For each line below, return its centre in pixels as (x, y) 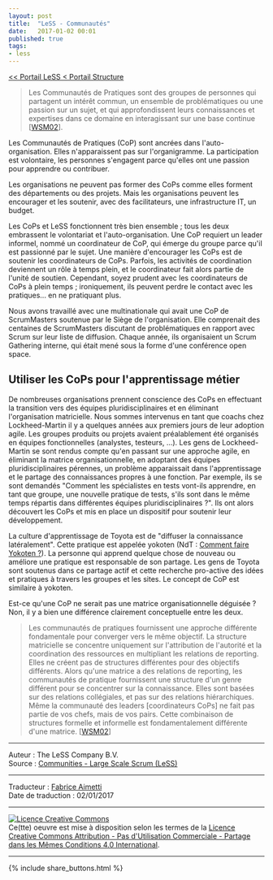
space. (20, 354)
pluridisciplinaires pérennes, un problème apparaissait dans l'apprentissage (135, 468)
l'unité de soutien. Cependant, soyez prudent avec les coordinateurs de (128, 278)
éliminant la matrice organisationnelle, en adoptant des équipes (115, 459)
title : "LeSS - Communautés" (60, 24)
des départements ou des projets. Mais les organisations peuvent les (124, 193)
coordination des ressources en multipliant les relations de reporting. (143, 653)
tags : (17, 46)
